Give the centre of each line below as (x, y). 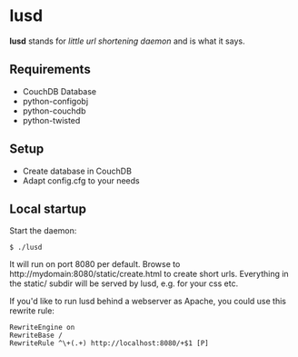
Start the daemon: (43, 231)
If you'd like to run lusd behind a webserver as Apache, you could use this (148, 302)
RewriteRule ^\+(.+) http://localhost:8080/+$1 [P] (109, 343)
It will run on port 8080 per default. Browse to (95, 264)
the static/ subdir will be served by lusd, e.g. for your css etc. (124, 283)
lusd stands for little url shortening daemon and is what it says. (127, 41)
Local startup (48, 208)
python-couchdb (54, 111)
